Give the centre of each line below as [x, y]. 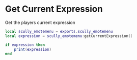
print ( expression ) [33, 49]
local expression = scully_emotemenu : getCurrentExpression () [69, 36]
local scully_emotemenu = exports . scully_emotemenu [59, 31]
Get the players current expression [40, 22]
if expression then [25, 45]
